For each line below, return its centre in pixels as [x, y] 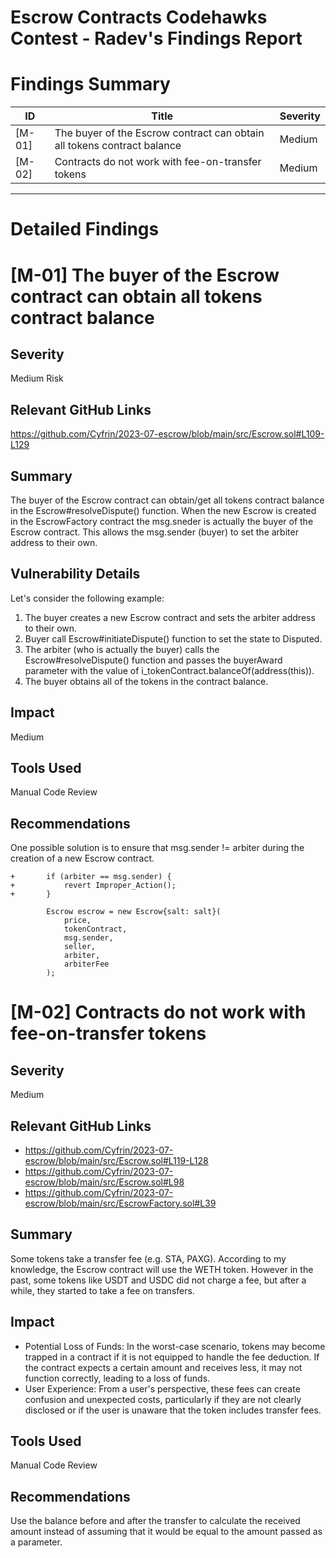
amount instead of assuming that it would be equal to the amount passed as [166, 1532]
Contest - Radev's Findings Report [156, 38]
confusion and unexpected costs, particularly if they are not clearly [163, 1399]
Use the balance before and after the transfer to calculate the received [155, 1521]
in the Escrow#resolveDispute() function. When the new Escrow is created [163, 510]
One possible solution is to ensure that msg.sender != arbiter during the [157, 848]
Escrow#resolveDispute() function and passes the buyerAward [153, 660]
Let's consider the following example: [87, 598]
